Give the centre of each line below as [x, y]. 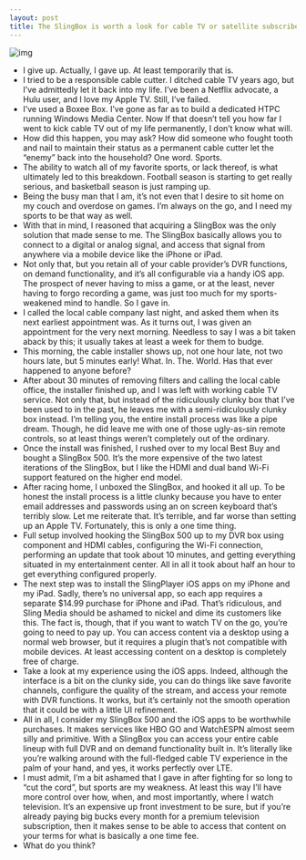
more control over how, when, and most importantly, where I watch [148, 797]
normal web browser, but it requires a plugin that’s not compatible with [155, 642]
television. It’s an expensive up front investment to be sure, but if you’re [157, 806]
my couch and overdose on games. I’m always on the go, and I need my [158, 205]
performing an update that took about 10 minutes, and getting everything [159, 554]
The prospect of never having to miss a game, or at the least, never [148, 283]
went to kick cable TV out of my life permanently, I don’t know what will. [158, 128]
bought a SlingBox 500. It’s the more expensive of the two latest [143, 458]
